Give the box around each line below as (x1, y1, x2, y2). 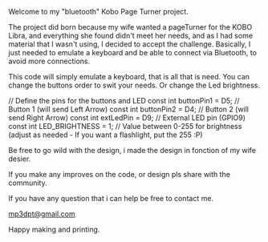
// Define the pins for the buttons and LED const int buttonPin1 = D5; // (8, 96, 240, 105)
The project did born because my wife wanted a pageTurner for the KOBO (8, 22, 253, 31)
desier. (8, 154, 31, 163)
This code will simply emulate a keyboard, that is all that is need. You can (8, 72, 250, 81)
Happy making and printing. (8, 224, 100, 234)
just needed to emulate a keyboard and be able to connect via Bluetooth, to (8, 48, 257, 57)
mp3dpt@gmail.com (8, 209, 75, 219)
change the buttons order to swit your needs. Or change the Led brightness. (8, 80, 261, 90)
